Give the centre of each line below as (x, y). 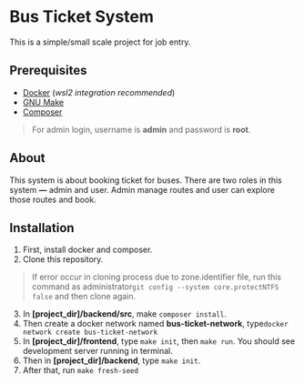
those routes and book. (53, 199)
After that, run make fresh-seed (81, 370)
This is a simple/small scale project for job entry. (100, 42)
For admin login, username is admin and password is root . (141, 129)
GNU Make (43, 102)
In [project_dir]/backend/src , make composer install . (125, 314)
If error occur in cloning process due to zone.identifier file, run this (157, 277)
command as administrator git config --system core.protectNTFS (155, 287)
